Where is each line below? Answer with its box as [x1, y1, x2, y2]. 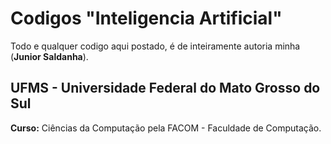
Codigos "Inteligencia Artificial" [10, 7, 283, 30]
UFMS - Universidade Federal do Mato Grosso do [10, 80, 321, 97]
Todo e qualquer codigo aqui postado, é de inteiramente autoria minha [10, 40, 301, 52]
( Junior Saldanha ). [10, 50, 89, 62]
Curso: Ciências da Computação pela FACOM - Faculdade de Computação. [10, 122, 322, 134]
